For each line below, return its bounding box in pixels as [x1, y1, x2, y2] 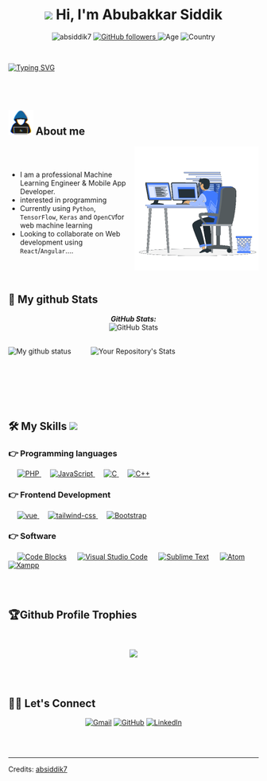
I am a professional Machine [19, 170, 113, 179]
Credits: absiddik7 [8, 764, 68, 774]
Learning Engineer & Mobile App [19, 178, 126, 188]
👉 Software [8, 531, 57, 542]
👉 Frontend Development [8, 490, 111, 501]
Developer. [19, 186, 56, 196]
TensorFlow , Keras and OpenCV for [19, 212, 125, 221]
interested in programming [19, 195, 107, 205]
